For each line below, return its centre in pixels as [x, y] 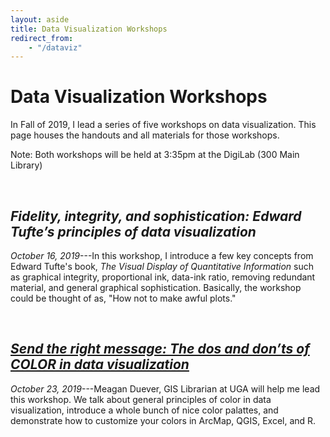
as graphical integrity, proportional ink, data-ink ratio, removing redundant [163, 277]
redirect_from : [42, 38]
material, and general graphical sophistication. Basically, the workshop [156, 287]
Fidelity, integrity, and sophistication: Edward [156, 216]
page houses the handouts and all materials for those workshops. [145, 135]
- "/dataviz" [55, 47]
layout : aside [40, 19]
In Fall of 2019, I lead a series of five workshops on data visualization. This [163, 125]
